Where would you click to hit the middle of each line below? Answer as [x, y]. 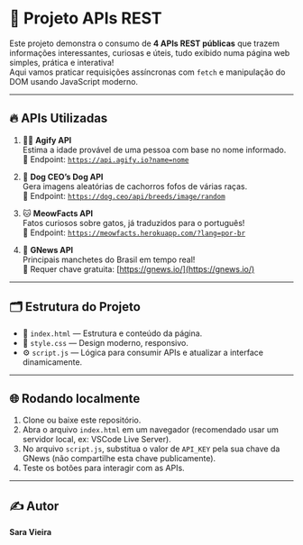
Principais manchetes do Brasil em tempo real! [109, 259]
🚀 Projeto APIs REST [86, 18]
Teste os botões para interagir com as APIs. [103, 468]
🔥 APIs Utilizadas [59, 118]
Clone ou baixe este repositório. [82, 420]
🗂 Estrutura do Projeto [75, 307]
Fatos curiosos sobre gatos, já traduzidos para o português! [133, 223]
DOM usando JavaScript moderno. [73, 81]
